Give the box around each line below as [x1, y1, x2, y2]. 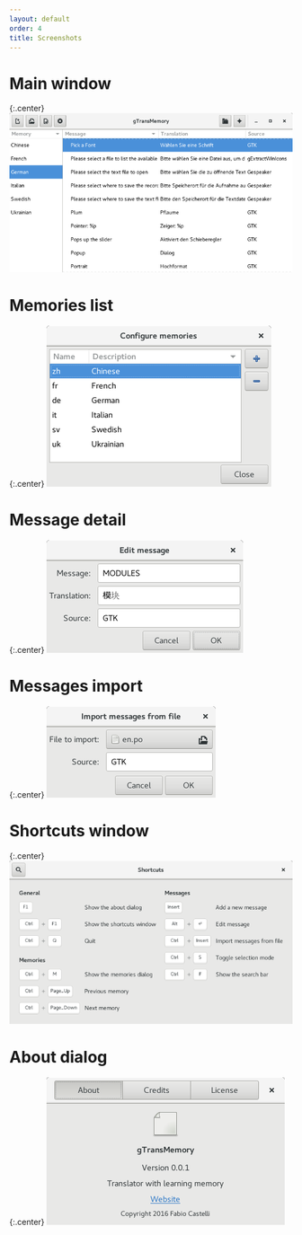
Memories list [9, 296, 114, 315]
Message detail [9, 509, 127, 530]
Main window [9, 73, 112, 93]
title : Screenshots [9, 33, 83, 42]
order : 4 [9, 23, 42, 33]
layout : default [9, 14, 70, 23]
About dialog [9, 1046, 108, 1067]
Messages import [9, 675, 144, 696]
